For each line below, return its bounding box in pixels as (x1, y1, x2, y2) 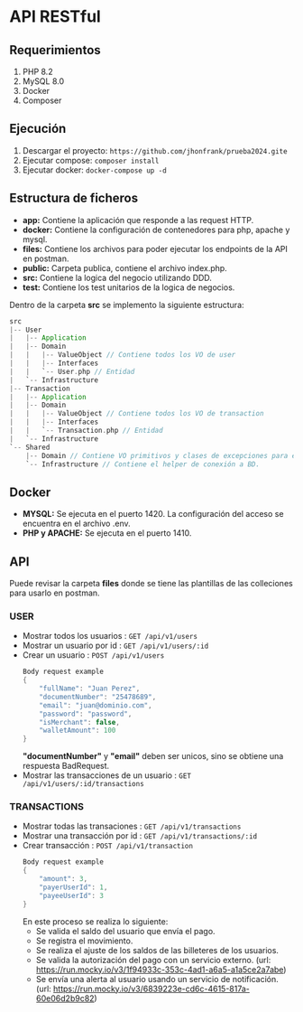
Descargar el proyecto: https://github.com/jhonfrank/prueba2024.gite (22, 145, 288, 155)
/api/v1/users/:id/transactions (22, 780, 144, 789)
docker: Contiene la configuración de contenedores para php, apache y (22, 224, 290, 235)
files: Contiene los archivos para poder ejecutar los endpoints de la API (22, 243, 289, 254)
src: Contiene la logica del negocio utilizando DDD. (22, 272, 212, 283)
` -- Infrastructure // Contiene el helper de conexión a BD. (25, 459, 260, 469)
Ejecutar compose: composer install (22, 155, 160, 165)
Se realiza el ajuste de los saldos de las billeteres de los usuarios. (35, 944, 280, 955)
